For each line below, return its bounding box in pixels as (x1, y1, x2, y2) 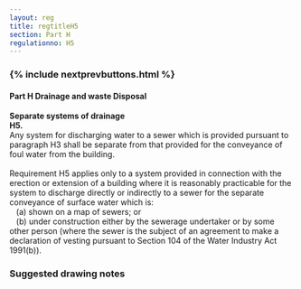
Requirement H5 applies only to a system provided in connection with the (9, 168, 282, 179)
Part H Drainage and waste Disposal (9, 90, 147, 101)
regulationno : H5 (9, 38, 75, 48)
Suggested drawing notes (9, 267, 126, 280)
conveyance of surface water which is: (9, 197, 154, 208)
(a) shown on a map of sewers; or (15, 207, 142, 218)
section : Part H (9, 30, 71, 39)
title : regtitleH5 (9, 22, 79, 31)
